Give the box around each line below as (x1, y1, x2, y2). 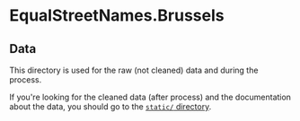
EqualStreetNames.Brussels (9, 5, 225, 26)
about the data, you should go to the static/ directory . (9, 101, 212, 112)
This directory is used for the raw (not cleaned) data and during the (9, 65, 259, 75)
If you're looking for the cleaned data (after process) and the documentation (9, 91, 292, 102)
